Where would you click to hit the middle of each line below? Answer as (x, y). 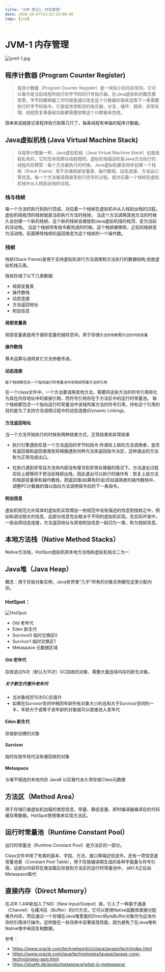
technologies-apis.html (35, 959)
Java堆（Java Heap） (39, 569)
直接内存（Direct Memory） (48, 891)
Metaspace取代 (21, 874)
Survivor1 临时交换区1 (34, 641)
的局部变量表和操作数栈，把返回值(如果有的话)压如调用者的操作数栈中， (85, 480)
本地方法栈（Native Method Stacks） (62, 539)
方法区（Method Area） (42, 796)
